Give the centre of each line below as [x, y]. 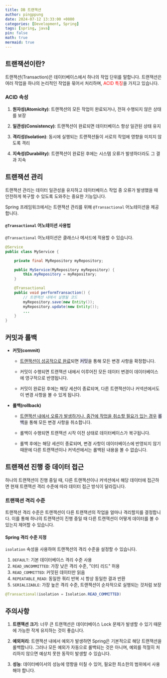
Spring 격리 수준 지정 [26, 537]
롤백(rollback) [27, 405]
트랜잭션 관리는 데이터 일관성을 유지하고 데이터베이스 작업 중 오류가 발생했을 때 [82, 190]
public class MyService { [32, 251]
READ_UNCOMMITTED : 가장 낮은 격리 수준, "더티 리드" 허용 [66, 566]
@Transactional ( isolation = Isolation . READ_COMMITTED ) [63, 594]
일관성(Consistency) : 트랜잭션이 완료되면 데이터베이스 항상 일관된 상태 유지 [86, 126]
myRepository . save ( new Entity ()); [59, 302]
